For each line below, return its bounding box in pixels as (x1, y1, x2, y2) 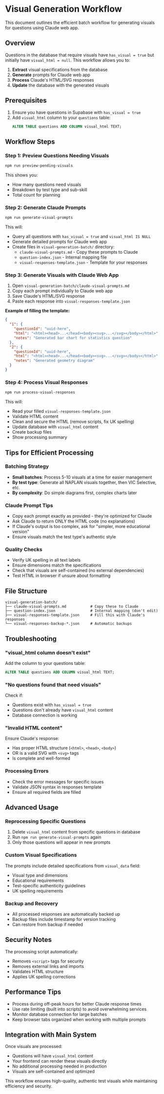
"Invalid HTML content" (5, 724, 62, 731)
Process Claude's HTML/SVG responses (12, 77, 94, 83)
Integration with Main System (5, 1030, 97, 1039)
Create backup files (12, 429, 52, 435)
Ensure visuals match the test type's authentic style (12, 534, 116, 540)
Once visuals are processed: (5, 1044, 62, 1050)
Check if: (5, 693, 23, 699)
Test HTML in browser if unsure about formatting (12, 573, 111, 579)
